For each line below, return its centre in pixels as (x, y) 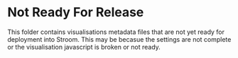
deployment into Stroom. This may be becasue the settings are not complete (119, 39)
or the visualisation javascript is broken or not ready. (84, 47)
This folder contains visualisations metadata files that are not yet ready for (116, 32)
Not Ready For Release (76, 12)
